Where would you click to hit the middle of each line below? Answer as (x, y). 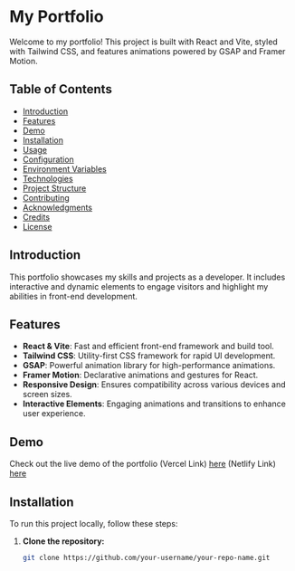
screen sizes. (47, 395)
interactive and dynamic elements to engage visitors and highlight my (139, 286)
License (37, 226)
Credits (36, 217)
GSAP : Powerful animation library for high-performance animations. (149, 366)
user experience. (54, 414)
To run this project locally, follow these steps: (94, 523)
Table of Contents (61, 89)
